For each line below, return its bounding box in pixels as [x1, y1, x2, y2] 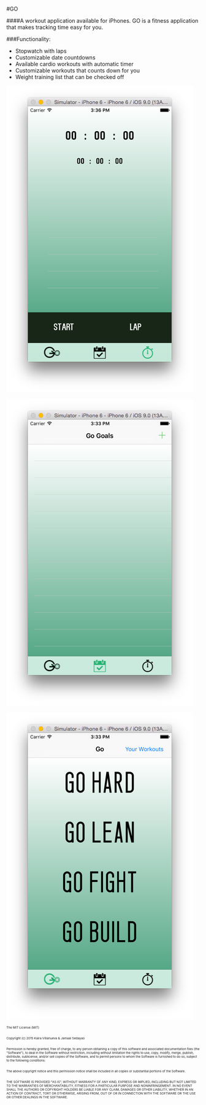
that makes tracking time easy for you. [6, 24, 104, 31]
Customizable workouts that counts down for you [15, 67, 140, 74]
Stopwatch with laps [15, 47, 67, 55]
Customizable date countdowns [15, 54, 96, 61]
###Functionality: [6, 36, 51, 42]
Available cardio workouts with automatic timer [15, 61, 134, 67]
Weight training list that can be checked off [15, 74, 124, 80]
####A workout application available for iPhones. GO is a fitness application [6, 17, 199, 24]
